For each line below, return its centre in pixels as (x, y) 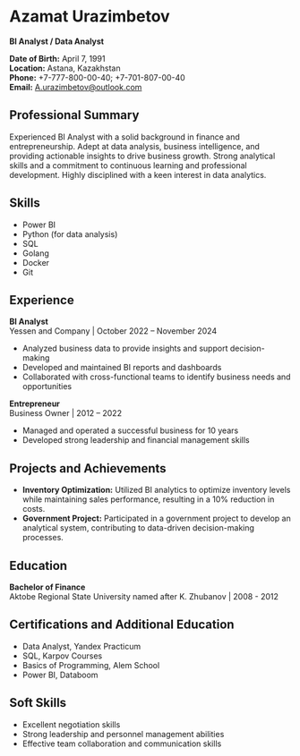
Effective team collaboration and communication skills (122, 743)
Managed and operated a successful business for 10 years (130, 430)
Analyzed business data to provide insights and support (125, 348)
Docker (36, 262)
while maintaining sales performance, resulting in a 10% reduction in (148, 499)
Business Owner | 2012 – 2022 (66, 413)
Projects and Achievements (88, 468)
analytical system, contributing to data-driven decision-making (138, 528)
